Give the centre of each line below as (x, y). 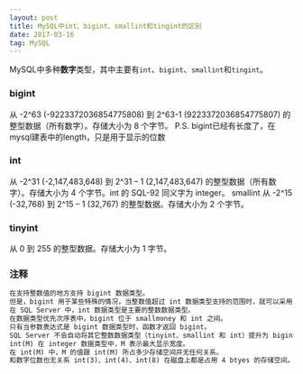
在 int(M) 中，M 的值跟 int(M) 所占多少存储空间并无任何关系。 (116, 352)
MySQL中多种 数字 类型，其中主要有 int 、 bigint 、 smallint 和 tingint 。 (139, 69)
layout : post (34, 18)
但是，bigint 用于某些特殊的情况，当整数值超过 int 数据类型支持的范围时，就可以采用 (151, 302)
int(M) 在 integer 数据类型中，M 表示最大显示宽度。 (100, 343)
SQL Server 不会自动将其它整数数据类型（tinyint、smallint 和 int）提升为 (139, 335)
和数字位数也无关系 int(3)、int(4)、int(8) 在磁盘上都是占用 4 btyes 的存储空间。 (152, 360)
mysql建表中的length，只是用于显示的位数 (87, 137)
